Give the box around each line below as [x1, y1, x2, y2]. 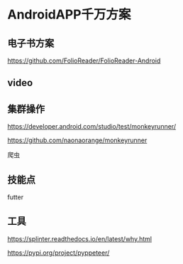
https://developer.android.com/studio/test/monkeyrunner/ [7, 122, 176, 131]
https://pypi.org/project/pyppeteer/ [7, 248, 110, 257]
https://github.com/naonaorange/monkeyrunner [7, 136, 148, 144]
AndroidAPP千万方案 [7, 6, 131, 23]
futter [7, 193, 23, 201]
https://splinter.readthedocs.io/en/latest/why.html [7, 234, 152, 243]
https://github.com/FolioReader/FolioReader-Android [7, 56, 161, 65]
